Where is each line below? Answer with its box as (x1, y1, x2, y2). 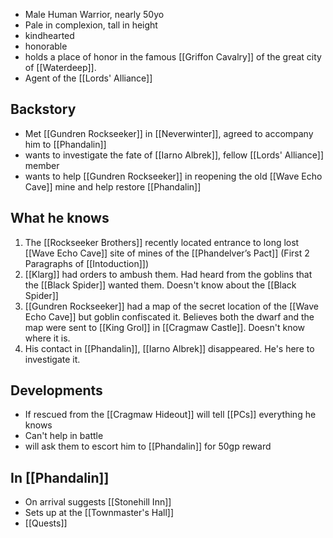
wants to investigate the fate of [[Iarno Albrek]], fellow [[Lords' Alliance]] (24, 149, 325, 161)
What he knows (10, 210, 110, 227)
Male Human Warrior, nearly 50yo (24, 9, 165, 20)
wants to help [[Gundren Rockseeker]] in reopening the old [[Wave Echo (24, 170, 323, 182)
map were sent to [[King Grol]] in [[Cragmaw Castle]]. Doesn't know (24, 321, 305, 333)
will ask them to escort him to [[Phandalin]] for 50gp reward (24, 440, 272, 453)
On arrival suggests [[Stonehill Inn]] (24, 496, 172, 508)
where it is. (24, 332, 71, 344)
